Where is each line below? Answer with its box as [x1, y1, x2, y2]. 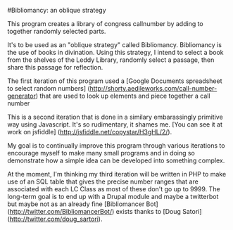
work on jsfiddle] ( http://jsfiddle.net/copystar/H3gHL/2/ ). [7, 128, 172, 136]
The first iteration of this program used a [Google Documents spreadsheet [7, 77, 222, 85]
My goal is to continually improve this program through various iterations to [7, 141, 225, 150]
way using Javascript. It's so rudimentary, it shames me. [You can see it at [7, 120, 223, 129]
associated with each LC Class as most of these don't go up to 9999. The [7, 185, 220, 193]
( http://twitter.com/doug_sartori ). [7, 215, 103, 223]
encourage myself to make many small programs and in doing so [7, 149, 196, 157]
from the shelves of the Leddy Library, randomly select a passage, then [7, 56, 215, 64]
